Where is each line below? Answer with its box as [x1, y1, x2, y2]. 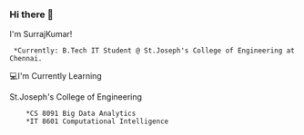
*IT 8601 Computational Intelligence [25, 117, 169, 126]
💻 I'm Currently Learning [9, 71, 102, 82]
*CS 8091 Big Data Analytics [25, 109, 137, 119]
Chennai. [9, 54, 43, 63]
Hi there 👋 [9, 8, 55, 21]
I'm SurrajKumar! [9, 29, 73, 40]
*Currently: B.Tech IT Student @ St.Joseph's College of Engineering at [13, 46, 296, 55]
